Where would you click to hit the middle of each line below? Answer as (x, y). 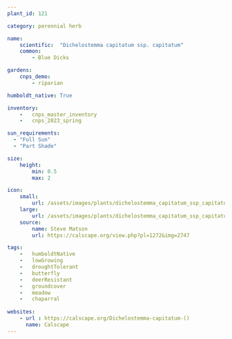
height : (30, 165)
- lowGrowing (41, 261)
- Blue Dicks (51, 58)
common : (30, 51)
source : (30, 222)
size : (15, 158)
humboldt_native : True (40, 95)
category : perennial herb (44, 26)
